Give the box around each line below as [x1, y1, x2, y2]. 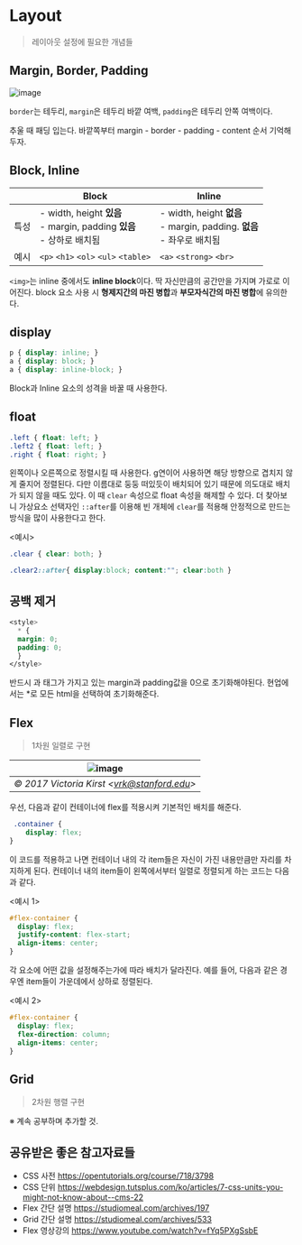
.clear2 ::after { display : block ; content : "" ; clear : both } [9, 566, 232, 576]
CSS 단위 [22, 1182, 56, 1193]
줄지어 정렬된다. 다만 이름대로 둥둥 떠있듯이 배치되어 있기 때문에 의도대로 [18, 479, 274, 490]
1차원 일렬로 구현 [31, 741, 91, 752]
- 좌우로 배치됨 [159, 234, 221, 246]
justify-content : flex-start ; [17, 930, 131, 939]
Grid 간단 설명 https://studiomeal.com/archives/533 [22, 1214, 212, 1225]
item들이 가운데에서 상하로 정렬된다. [25, 976, 153, 987]
